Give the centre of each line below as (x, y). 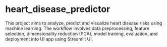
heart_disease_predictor (58, 9)
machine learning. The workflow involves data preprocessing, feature (77, 28)
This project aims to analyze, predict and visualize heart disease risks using (84, 23)
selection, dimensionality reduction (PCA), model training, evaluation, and (81, 33)
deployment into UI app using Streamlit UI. (49, 39)
